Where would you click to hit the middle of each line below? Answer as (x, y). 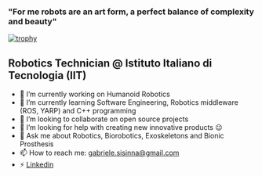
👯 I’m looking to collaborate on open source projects (104, 119)
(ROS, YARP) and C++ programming (78, 111)
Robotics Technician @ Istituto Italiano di (110, 63)
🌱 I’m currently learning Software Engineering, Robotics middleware (129, 102)
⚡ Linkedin (36, 165)
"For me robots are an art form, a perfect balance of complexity (131, 12)
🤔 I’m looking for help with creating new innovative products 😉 (121, 128)
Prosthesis (36, 144)
